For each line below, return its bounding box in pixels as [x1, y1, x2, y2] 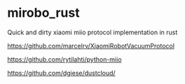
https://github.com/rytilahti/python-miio [7, 55, 122, 64]
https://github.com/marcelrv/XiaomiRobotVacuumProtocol [7, 41, 175, 50]
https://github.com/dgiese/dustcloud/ [7, 69, 116, 77]
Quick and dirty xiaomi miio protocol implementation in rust [7, 28, 178, 36]
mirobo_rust [7, 5, 80, 21]
